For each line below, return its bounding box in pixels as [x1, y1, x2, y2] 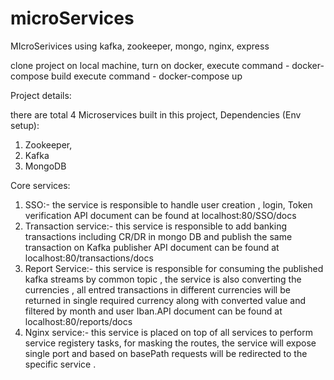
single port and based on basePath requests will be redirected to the [24, 347, 308, 359]
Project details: [10, 89, 72, 101]
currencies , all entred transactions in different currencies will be [24, 283, 291, 296]
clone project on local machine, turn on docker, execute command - [10, 59, 290, 71]
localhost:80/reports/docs [24, 315, 133, 327]
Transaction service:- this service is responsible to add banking [24, 220, 287, 232]
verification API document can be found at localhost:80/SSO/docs [24, 209, 297, 221]
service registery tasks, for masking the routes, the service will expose [24, 337, 317, 349]
